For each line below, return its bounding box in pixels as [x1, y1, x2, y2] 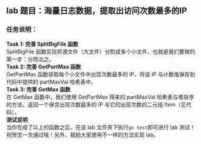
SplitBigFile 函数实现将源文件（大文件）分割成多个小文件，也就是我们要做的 [6, 48, 196, 55]
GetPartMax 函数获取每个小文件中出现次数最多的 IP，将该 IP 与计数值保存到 [6, 70, 196, 77]
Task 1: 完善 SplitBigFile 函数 [6, 40, 79, 47]
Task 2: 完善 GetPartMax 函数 [6, 63, 81, 70]
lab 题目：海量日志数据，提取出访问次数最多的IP [6, 5, 187, 16]
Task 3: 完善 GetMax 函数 [6, 85, 71, 93]
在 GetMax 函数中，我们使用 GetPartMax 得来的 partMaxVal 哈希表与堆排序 [6, 93, 194, 100]
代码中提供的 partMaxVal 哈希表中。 [6, 78, 97, 85]
